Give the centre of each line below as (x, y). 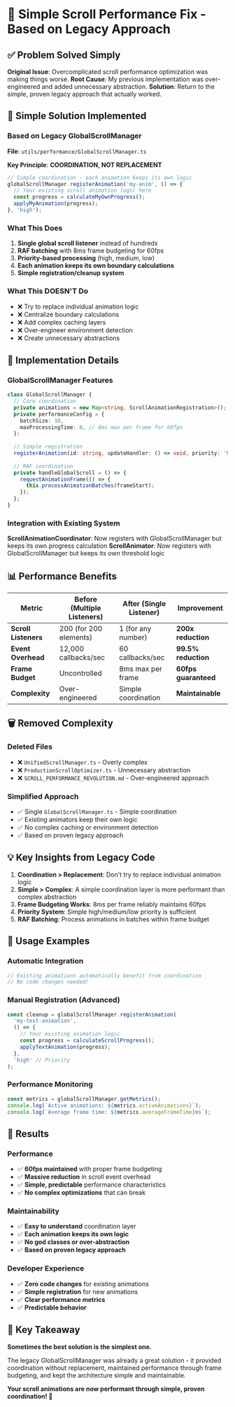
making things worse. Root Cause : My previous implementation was (106, 79)
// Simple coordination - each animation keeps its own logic (100, 178)
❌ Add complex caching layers (62, 322)
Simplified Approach (43, 796)
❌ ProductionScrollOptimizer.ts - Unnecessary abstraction (104, 770)
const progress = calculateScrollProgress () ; (87, 1041)
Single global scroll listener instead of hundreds (87, 243)
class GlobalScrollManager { (50, 395)
